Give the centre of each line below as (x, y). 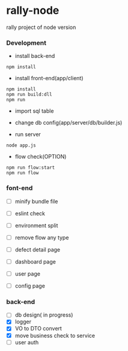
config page (30, 286)
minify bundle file (36, 201)
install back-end (35, 56)
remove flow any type (42, 237)
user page (28, 274)
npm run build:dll (29, 95)
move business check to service (55, 335)
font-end (20, 188)
